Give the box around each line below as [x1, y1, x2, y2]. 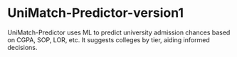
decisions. [7, 43, 38, 51]
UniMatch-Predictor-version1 [7, 5, 184, 21]
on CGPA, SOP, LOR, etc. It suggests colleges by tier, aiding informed [7, 35, 210, 44]
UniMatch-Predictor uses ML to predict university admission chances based [7, 28, 231, 37]
